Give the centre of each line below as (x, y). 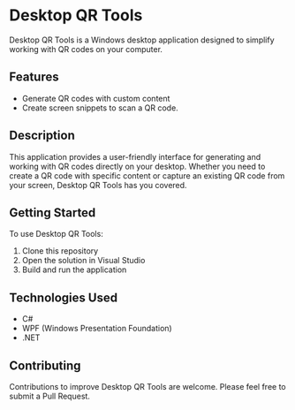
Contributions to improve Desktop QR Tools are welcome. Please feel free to (147, 387)
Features (34, 77)
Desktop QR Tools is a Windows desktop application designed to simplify (142, 40)
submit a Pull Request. (50, 396)
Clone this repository (60, 251)
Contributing (45, 365)
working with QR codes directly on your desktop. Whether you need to (137, 166)
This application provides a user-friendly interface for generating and (135, 156)
